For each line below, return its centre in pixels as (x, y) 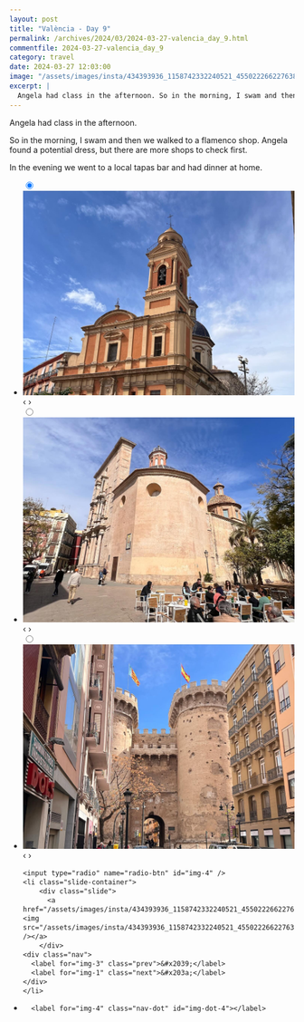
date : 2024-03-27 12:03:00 (60, 67)
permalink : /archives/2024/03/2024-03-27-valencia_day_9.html (129, 38)
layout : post (34, 19)
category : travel (42, 58)
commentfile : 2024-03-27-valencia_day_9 (87, 48)
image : (22, 77)
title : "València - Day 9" (60, 29)
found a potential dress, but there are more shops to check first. (128, 149)
